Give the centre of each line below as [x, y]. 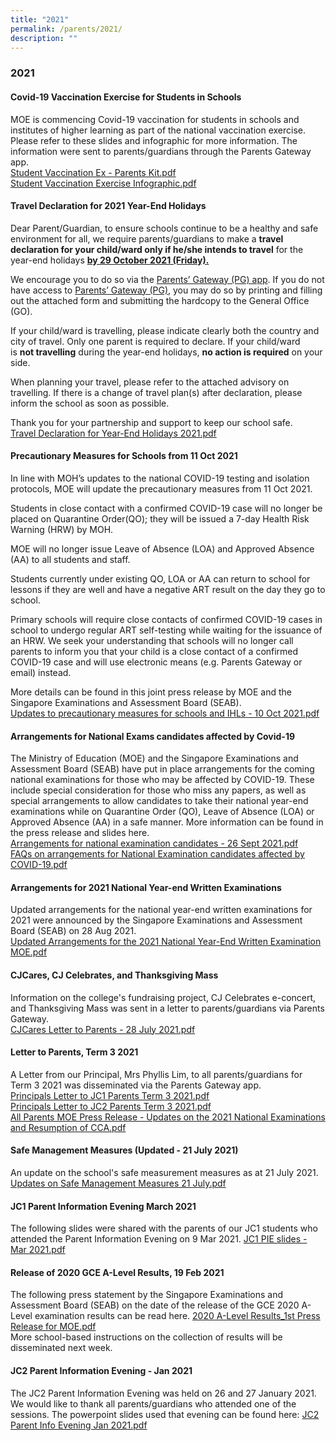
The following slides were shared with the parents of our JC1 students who [164, 1228]
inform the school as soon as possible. [90, 403]
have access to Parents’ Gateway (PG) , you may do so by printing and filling [166, 290]
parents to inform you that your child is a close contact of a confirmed [154, 651]
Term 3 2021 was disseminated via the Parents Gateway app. [136, 1085]
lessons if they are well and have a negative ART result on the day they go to [168, 589]
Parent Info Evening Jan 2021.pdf [79, 1425]
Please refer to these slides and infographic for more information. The [154, 140]
